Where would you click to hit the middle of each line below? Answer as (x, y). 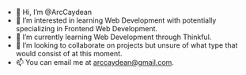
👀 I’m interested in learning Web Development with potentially (116, 20)
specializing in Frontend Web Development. (87, 29)
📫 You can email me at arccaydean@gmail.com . (95, 62)
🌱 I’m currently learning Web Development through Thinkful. (114, 37)
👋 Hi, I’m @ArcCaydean (54, 12)
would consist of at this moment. (69, 54)
